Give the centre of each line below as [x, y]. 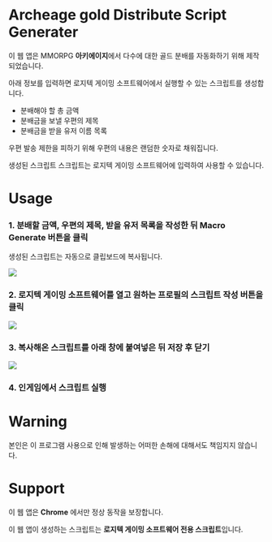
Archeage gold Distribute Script [118, 15]
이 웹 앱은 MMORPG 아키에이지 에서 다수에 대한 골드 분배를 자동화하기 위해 [127, 55]
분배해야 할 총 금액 [50, 110]
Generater [43, 32]
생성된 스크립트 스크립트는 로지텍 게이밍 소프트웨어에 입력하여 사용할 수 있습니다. [136, 165]
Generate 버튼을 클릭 [48, 238]
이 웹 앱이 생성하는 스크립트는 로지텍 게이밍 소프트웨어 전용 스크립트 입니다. [126, 529]
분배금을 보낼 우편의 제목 [59, 120]
